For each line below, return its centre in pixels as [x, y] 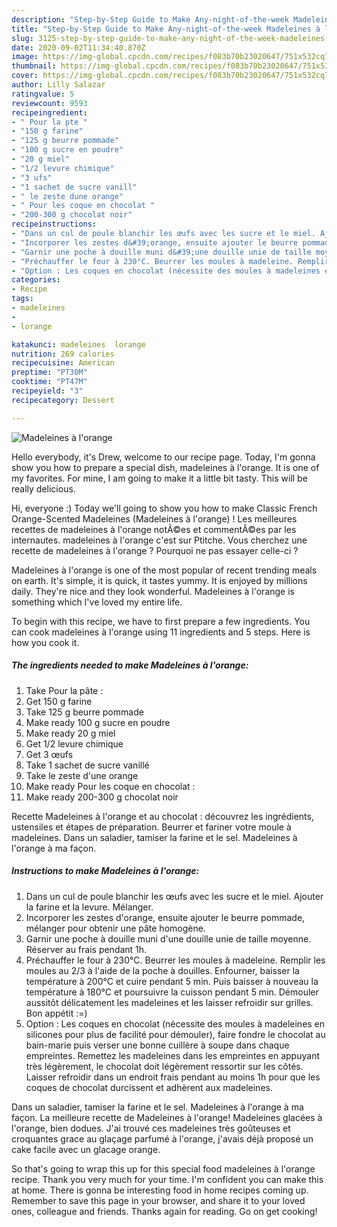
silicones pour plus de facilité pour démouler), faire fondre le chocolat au [175, 1034]
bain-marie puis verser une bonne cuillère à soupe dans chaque [157, 1045]
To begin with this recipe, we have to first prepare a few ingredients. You [161, 621]
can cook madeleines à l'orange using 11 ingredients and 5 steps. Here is [161, 632]
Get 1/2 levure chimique [74, 743]
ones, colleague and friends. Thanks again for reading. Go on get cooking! [164, 1211]
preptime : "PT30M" [49, 372]
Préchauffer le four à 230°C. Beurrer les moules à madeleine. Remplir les [175, 960]
